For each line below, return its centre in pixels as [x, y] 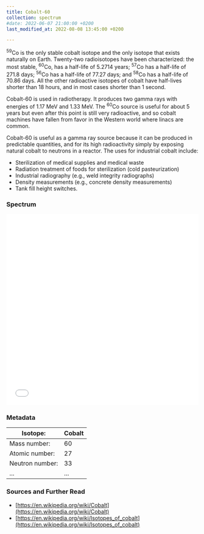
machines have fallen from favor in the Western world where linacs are [95, 119]
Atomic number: [32, 453]
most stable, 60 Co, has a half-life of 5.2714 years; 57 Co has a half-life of [96, 66]
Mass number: [30, 444]
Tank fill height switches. [46, 188]
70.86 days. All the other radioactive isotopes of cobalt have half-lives [94, 81]
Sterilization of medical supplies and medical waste [79, 162]
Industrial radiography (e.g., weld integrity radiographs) [85, 175]
